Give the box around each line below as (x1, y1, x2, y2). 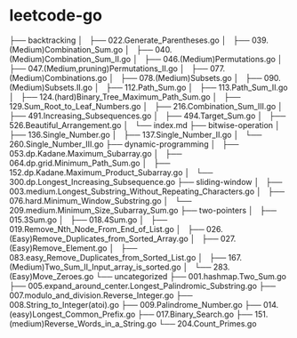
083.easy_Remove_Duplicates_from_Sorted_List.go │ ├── (9, 252, 227, 262)
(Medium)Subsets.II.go (9, 82, 93, 93)
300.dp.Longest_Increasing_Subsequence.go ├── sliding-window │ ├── (9, 176, 283, 187)
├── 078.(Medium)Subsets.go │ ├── (120, 72, 262, 83)
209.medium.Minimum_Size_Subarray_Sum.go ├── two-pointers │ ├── (9, 205, 277, 215)
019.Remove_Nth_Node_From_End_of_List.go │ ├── (9, 223, 205, 234)
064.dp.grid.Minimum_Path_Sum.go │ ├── (9, 157, 171, 168)
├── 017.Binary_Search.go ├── (137, 309, 253, 319)
